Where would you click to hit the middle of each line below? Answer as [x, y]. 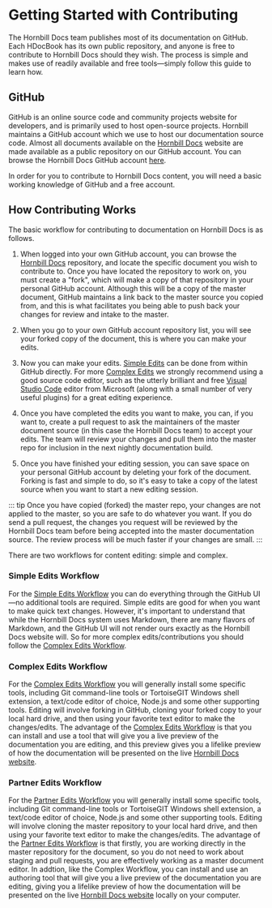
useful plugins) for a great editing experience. [96, 397]
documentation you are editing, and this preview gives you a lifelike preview [135, 745]
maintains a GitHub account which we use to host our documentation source [136, 134]
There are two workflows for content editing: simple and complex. [118, 555]
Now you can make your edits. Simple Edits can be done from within [134, 363]
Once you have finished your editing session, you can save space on [134, 463]
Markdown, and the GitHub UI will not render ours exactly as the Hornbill [130, 628]
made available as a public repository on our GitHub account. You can [125, 151]
